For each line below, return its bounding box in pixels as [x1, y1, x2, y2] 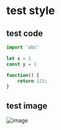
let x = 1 [6, 55, 32, 61]
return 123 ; [17, 78, 48, 84]
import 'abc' [6, 44, 40, 50]
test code [6, 28, 43, 39]
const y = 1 [6, 61, 37, 67]
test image [6, 101, 48, 111]
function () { [6, 72, 40, 78]
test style [6, 4, 55, 18]
